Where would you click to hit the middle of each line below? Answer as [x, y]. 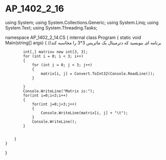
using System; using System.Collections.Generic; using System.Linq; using [82, 22]
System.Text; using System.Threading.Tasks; [51, 27]
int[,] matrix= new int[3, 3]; [56, 52]
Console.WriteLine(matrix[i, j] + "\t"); [84, 113]
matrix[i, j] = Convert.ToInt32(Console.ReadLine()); [98, 74]
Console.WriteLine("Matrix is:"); [59, 91]
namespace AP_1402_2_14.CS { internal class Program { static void [73, 37]
